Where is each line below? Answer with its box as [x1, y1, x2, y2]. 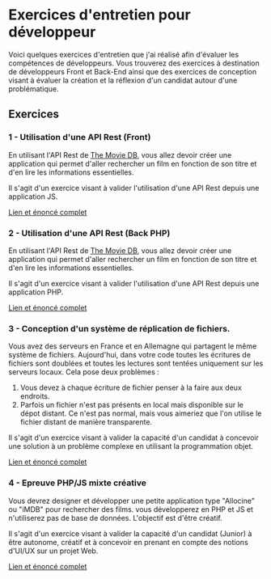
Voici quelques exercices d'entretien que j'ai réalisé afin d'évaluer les [8, 49, 239, 59]
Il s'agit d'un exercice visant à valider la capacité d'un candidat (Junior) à [8, 528, 252, 539]
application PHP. [8, 287, 64, 297]
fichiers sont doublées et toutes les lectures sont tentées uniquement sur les [8, 358, 264, 369]
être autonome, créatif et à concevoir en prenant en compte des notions [8, 537, 248, 547]
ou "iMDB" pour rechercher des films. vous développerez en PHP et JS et [8, 504, 253, 514]
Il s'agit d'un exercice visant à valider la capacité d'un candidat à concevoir [8, 433, 259, 442]
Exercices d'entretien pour [8, 6, 192, 24]
